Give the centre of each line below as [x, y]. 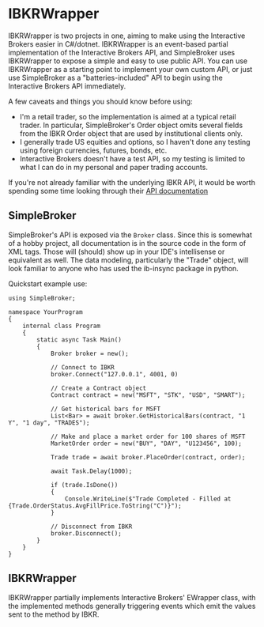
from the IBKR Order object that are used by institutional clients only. [131, 133]
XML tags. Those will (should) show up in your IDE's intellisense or [117, 251]
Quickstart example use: [48, 283]
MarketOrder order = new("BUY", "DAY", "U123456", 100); [146, 444]
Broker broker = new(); [89, 353]
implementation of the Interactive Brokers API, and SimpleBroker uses [122, 52]
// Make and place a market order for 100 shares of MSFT [148, 436]
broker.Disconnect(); [86, 533]
